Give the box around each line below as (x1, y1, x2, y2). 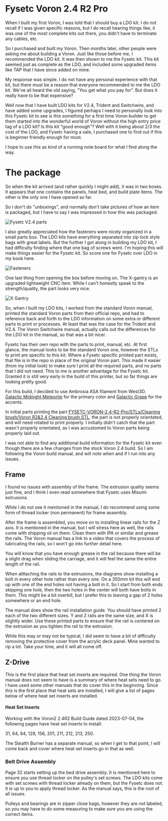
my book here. (5, 255, 35, 261)
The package (5, 167, 61, 178)
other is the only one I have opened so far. (5, 194, 93, 200)
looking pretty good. (5, 379, 48, 385)
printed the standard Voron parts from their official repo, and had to (5, 310, 144, 316)
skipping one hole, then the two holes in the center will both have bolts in (5, 587, 156, 593)
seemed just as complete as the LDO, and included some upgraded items (5, 61, 156, 67)
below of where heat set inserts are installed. (5, 692, 98, 698)
